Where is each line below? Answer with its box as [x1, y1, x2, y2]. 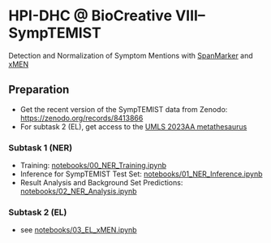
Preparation [8, 83, 70, 97]
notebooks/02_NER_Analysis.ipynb [19, 186, 137, 197]
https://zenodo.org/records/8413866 [19, 113, 144, 123]
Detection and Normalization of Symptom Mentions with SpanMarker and [8, 50, 253, 60]
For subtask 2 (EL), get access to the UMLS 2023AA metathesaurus [19, 121, 247, 132]
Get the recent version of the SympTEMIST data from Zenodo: [19, 104, 228, 114]
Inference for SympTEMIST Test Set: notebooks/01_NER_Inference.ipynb [19, 169, 263, 179]
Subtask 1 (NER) [8, 141, 73, 153]
